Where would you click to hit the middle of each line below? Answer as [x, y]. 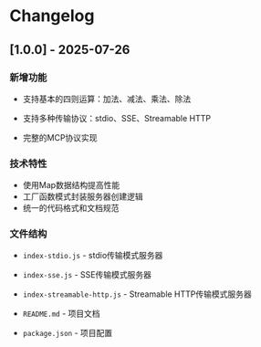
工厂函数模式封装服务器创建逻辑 [83, 196]
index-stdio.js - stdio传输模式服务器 [93, 256]
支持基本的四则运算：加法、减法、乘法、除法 [107, 99]
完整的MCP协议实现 [60, 137]
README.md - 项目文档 [61, 314]
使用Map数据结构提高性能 [71, 185]
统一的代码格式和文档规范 [71, 208]
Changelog [52, 16]
